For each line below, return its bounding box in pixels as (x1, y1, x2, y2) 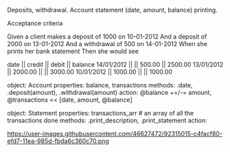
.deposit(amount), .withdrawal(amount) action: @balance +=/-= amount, (7, 89, 211, 96)
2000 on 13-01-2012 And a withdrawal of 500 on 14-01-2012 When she (7, 40, 208, 47)
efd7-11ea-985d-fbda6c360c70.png (7, 137, 110, 145)
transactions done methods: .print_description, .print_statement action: (7, 116, 207, 124)
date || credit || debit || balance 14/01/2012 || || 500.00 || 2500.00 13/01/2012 (7, 61, 224, 68)
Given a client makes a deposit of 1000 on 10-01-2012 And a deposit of (7, 32, 207, 41)
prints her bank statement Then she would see (7, 47, 139, 55)
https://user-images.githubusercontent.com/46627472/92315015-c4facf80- (7, 130, 223, 138)
